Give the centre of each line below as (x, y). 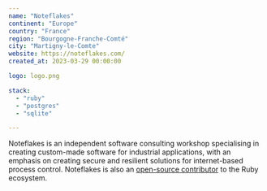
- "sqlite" (34, 113)
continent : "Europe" (43, 24)
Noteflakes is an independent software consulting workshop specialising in (134, 144)
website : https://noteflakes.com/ (67, 54)
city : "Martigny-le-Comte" (54, 46)
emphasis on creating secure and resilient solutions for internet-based (126, 161)
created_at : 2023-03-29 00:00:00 (65, 62)
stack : (19, 90)
